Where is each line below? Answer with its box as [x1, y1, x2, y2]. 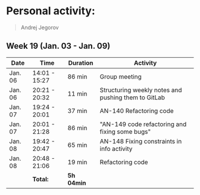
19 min [67, 158, 87, 166]
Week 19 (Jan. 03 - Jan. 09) [6, 41, 111, 51]
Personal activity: [6, 4, 95, 18]
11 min [67, 89, 87, 97]
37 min [67, 106, 87, 115]
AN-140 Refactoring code [99, 106, 174, 115]
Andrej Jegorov [20, 24, 59, 31]
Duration [68, 58, 93, 67]
